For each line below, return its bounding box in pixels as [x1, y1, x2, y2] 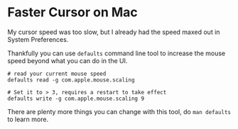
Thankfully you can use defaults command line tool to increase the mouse [7, 49, 226, 57]
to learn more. [7, 115, 48, 123]
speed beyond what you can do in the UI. [7, 56, 128, 64]
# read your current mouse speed [7, 70, 107, 77]
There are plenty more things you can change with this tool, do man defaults [7, 107, 232, 116]
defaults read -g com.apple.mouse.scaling [7, 76, 135, 84]
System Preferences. [7, 35, 69, 43]
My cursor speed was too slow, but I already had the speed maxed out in [7, 28, 220, 36]
